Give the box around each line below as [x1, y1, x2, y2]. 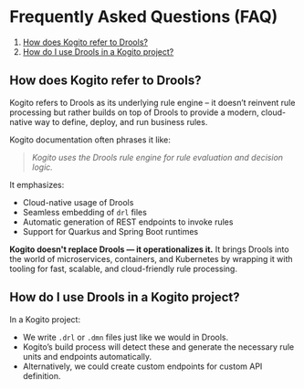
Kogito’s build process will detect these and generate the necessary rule [22, 341, 295, 352]
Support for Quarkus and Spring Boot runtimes [22, 226, 199, 237]
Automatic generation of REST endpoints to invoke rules [22, 216, 234, 227]
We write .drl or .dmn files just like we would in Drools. [22, 331, 229, 342]
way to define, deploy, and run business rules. [34, 116, 208, 127]
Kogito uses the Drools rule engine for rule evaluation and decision [31, 152, 284, 163]
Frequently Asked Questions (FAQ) [9, 6, 278, 27]
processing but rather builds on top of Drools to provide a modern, [9, 107, 259, 118]
